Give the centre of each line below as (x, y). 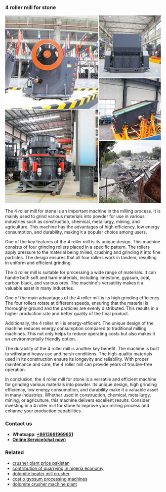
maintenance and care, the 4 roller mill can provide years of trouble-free (79, 364)
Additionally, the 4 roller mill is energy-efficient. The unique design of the (80, 323)
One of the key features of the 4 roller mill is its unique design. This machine (83, 241)
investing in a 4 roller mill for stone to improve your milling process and (77, 405)
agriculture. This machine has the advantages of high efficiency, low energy (82, 226)
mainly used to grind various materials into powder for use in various (75, 216)
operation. (16, 369)
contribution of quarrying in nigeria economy (58, 468)
